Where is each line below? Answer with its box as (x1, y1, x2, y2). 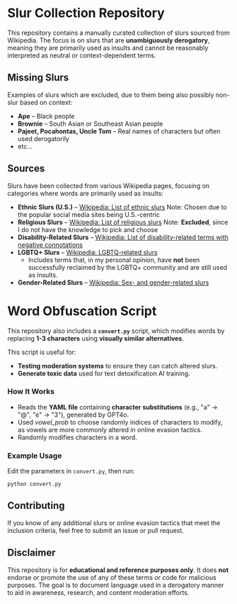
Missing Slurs (7, 72, 69, 84)
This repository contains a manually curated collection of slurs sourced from (7, 28, 230, 37)
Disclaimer (7, 547, 56, 559)
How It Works (7, 387, 55, 397)
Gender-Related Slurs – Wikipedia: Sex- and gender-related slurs (17, 278, 209, 287)
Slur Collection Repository (7, 5, 165, 21)
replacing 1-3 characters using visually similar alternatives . (7, 334, 184, 342)
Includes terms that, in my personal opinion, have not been (28, 256, 200, 264)
